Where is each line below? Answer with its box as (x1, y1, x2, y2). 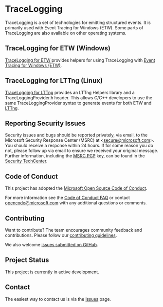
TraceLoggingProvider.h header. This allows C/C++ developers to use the (5, 94, 153, 101)
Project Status (5, 256, 50, 264)
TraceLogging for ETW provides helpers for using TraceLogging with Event (5, 57, 156, 63)
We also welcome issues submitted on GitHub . (5, 242, 98, 247)
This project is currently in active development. (5, 269, 99, 275)
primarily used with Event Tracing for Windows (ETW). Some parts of (5, 24, 144, 30)
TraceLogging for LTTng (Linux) (5, 77, 103, 85)
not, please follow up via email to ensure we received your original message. (5, 148, 159, 153)
